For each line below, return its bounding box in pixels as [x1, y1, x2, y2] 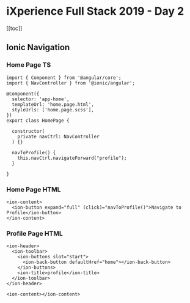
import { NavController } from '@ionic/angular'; [6, 80, 136, 86]
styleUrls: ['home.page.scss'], [12, 107, 95, 113]
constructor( [12, 128, 45, 134]
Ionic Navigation [6, 42, 70, 53]
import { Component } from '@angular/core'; [6, 75, 122, 81]
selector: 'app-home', [12, 96, 70, 102]
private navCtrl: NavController [17, 133, 100, 140]
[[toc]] [6, 24, 23, 32]
